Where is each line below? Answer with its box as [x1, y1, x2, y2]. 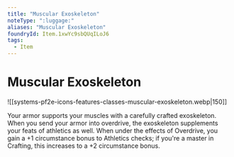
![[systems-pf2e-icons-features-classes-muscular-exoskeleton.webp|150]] [7, 97, 228, 106]
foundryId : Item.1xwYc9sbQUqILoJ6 [7, 30, 110, 38]
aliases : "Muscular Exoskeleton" [7, 23, 106, 31]
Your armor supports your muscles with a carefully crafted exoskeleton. [7, 111, 217, 119]
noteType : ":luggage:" [7, 17, 74, 24]
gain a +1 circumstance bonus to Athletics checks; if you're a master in [7, 134, 214, 142]
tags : [7, 37, 23, 44]
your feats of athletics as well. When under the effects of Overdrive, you [7, 126, 218, 135]
